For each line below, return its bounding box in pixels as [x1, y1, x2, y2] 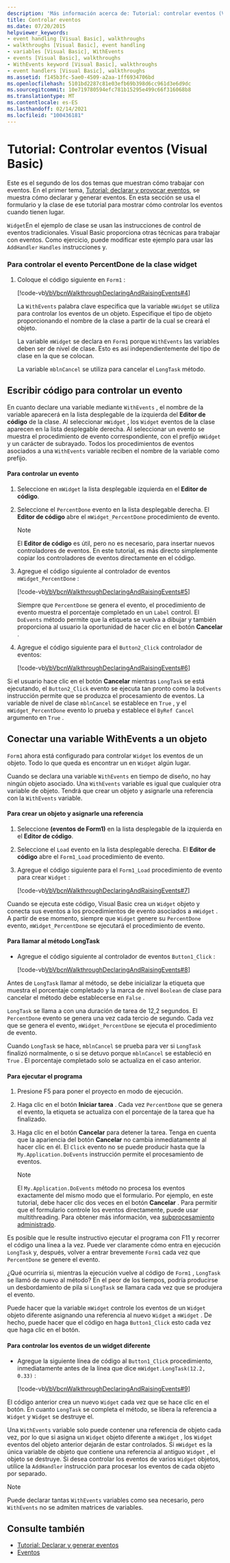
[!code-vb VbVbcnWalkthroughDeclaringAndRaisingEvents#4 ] [16, 288, 190, 297]
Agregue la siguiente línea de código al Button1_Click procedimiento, [16, 1357, 213, 1365]
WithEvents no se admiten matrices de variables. [7, 1503, 144, 1511]
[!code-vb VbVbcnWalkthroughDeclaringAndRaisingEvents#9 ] [16, 1384, 190, 1392]
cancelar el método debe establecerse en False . [7, 994, 145, 1002]
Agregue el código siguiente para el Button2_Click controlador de [16, 643, 203, 651]
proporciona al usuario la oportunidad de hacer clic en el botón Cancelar [16, 623, 223, 631]
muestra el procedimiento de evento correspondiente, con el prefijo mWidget [7, 432, 221, 440]
